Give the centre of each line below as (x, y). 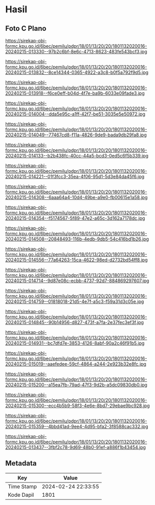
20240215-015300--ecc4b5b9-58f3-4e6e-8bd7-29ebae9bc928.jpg (77, 406)
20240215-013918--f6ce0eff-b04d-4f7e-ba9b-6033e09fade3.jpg (75, 93)
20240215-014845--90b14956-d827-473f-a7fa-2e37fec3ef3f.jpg (75, 322)
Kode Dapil (21, 495)
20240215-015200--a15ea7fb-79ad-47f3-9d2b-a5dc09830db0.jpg (76, 385)
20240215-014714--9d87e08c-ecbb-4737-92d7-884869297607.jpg (77, 281)
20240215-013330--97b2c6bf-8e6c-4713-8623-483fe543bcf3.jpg (76, 52)
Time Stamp (23, 487)
